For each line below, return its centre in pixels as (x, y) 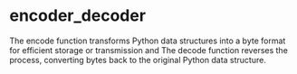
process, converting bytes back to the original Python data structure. (138, 60)
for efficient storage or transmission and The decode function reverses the (148, 50)
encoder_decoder (78, 16)
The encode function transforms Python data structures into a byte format (148, 41)
